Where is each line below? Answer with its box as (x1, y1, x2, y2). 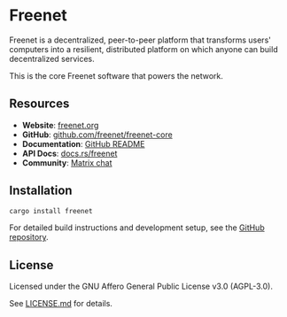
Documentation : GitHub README (21, 138, 145, 149)
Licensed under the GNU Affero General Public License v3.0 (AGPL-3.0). (9, 281, 273, 292)
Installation (9, 183, 73, 198)
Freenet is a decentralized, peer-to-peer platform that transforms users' (9, 35, 272, 45)
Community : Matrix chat (21, 157, 112, 168)
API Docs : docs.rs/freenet (21, 148, 118, 158)
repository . (9, 232, 49, 243)
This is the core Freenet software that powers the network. (9, 70, 224, 81)
